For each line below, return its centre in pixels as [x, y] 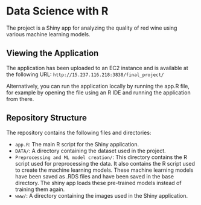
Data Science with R [57, 11]
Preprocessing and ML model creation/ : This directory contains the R [101, 157]
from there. [20, 99]
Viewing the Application [53, 54]
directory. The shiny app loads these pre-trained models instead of [98, 183]
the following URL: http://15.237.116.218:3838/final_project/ [85, 74]
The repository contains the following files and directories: [79, 132]
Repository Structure [47, 118]
